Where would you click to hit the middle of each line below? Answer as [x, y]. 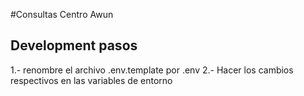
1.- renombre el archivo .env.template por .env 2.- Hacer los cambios [152, 70]
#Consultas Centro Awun [62, 14]
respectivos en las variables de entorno [91, 80]
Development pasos [74, 45]
